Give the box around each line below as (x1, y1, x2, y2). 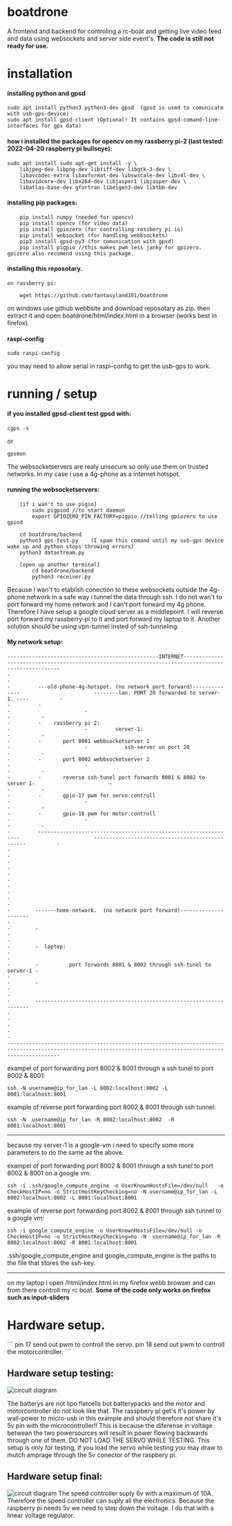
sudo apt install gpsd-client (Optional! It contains (7, 117, 166, 124)
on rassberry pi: (7, 280, 57, 287)
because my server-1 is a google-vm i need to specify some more (7, 1141, 195, 1149)
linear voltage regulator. (7, 1511, 75, 1519)
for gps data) (41, 122, 81, 130)
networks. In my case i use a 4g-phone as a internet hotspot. (7, 470, 181, 478)
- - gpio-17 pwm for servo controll (7, 792, 156, 799)
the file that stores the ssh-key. (7, 1258, 96, 1267)
